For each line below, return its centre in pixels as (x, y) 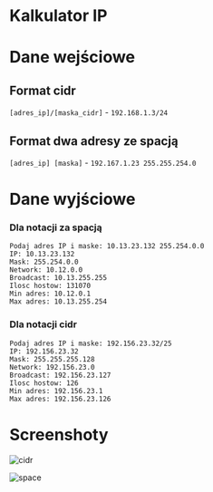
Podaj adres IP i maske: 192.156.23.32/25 (91, 343)
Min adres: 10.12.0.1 (50, 294)
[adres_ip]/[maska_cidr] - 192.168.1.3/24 (89, 112)
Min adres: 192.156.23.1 (56, 391)
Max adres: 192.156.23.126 (60, 399)
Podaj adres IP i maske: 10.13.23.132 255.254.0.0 (107, 246)
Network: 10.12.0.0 (46, 270)
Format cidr (43, 90)
